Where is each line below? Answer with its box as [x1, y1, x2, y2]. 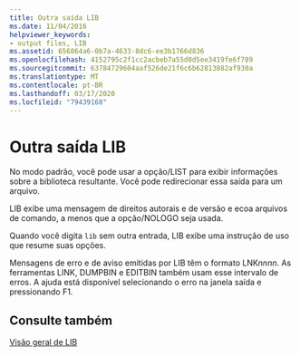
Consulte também [9, 313, 113, 328]
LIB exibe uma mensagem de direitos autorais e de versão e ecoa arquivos [9, 203, 288, 214]
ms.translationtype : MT [9, 72, 100, 82]
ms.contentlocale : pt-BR [9, 81, 103, 90]
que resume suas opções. [9, 240, 106, 251]
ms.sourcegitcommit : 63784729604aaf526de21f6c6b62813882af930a [9, 64, 254, 73]
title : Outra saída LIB [9, 13, 100, 23]
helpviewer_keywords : [9, 30, 92, 39]
